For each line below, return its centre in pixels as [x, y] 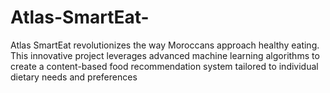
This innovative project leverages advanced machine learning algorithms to [165, 55]
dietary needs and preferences [74, 77]
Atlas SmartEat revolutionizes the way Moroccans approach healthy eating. [165, 45]
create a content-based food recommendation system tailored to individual [164, 66]
